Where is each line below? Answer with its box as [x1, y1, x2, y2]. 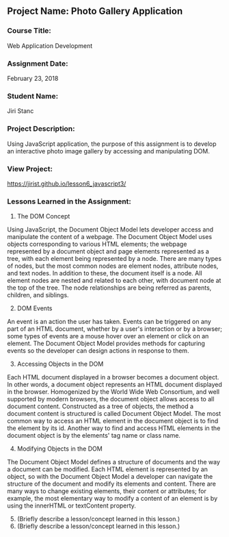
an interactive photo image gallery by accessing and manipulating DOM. [7, 147, 210, 155]
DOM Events [16, 304, 53, 312]
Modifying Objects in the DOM [16, 445, 103, 453]
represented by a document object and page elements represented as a [7, 247, 210, 255]
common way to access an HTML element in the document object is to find [7, 417, 219, 425]
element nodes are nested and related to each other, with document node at [7, 277, 221, 285]
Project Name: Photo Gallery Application [7, 5, 183, 17]
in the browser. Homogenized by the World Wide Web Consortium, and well [7, 388, 220, 396]
